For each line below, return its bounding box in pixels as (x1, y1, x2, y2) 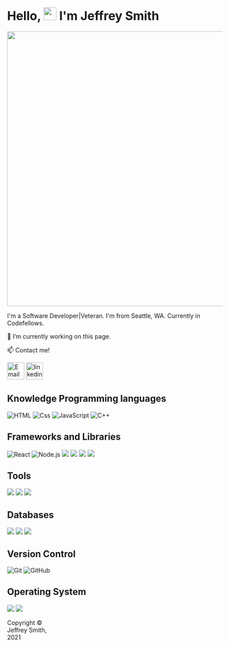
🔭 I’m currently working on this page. (7, 332, 112, 340)
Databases (7, 509, 55, 521)
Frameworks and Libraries (7, 431, 121, 443)
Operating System (7, 586, 87, 598)
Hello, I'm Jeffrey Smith (7, 8, 159, 24)
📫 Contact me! (7, 345, 50, 354)
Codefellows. (7, 319, 44, 327)
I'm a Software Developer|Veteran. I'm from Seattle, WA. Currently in (7, 311, 201, 319)
